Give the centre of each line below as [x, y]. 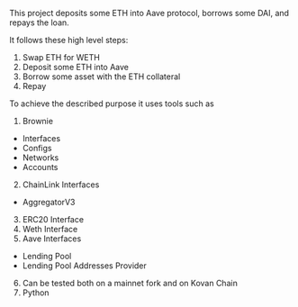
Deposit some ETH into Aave [75, 67]
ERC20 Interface [53, 219]
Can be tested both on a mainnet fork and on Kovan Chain [130, 283]
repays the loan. [39, 23]
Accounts [40, 167]
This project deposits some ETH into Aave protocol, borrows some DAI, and [149, 13]
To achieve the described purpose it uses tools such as [112, 104]
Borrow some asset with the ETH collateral [101, 77]
